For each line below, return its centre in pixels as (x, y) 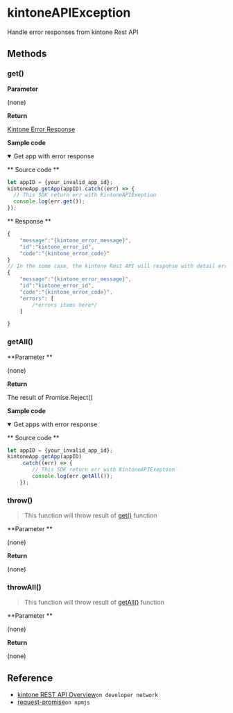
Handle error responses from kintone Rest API (73, 32)
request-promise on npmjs (53, 702)
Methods (27, 54)
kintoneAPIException (69, 13)
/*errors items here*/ (65, 305)
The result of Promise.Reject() (50, 397)
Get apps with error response (55, 424)
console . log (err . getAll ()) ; (72, 476)
